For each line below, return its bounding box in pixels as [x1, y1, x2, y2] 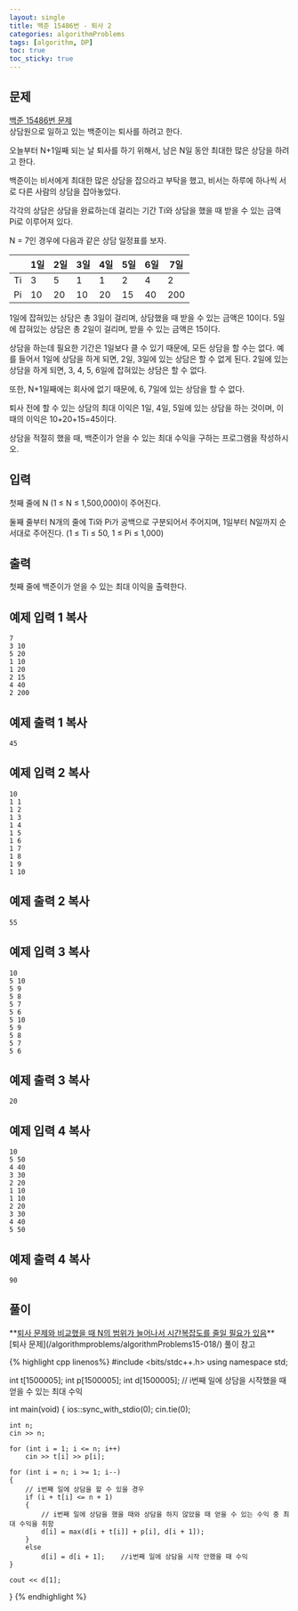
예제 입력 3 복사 [9, 944, 91, 959]
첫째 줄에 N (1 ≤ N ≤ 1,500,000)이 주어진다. [9, 498, 162, 508]
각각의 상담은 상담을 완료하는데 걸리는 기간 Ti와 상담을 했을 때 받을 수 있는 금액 [9, 205, 282, 215]
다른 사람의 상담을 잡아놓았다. [18, 186, 122, 197]
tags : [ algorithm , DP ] [9, 37, 93, 47]
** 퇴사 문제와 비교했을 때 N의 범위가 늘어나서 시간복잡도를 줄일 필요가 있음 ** [9, 1327, 276, 1338]
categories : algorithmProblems [9, 29, 125, 38]
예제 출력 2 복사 [9, 894, 91, 909]
